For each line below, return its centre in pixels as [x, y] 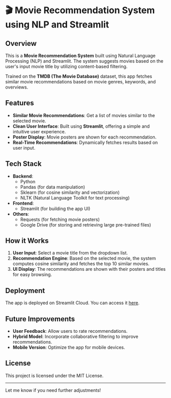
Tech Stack [23, 164]
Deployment [25, 290]
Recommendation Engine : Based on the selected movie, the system [84, 259]
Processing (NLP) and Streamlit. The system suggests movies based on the [84, 61]
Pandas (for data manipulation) [53, 187]
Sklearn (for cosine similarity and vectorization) [70, 192]
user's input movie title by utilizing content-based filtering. [66, 66]
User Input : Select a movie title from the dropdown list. [70, 253]
